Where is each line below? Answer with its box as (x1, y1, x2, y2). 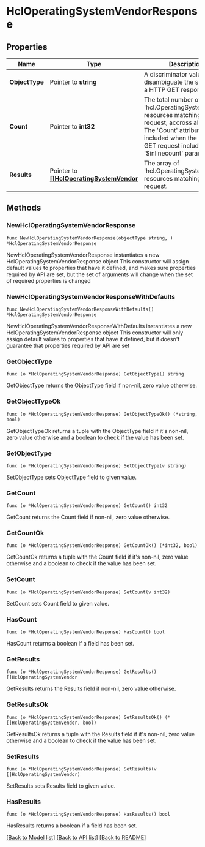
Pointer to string (49, 78, 97, 86)
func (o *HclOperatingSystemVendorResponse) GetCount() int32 (6, 503, 168, 509)
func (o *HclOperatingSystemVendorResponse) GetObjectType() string (6, 371, 184, 377)
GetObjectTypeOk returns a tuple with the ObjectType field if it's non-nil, (6, 427, 189, 434)
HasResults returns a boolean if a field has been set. (6, 822, 138, 829)
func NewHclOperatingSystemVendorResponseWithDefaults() (6, 306, 154, 312)
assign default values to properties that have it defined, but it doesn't (6, 335, 180, 342)
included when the (143, 134, 197, 142)
